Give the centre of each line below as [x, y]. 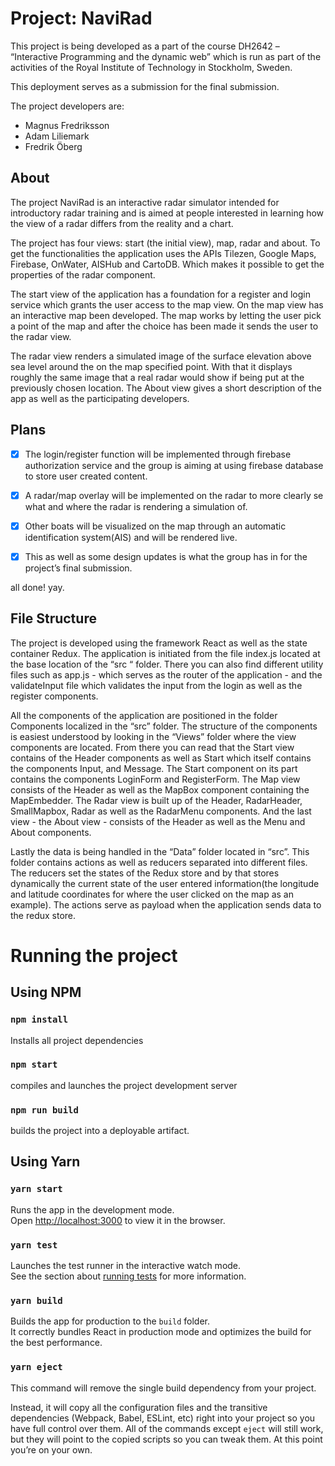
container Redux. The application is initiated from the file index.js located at [165, 653]
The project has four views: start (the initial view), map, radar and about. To [165, 243]
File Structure [53, 618]
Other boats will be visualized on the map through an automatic [155, 526]
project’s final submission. [78, 568]
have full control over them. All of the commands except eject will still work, [167, 1428]
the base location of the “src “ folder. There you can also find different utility [167, 664]
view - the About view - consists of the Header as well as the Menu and [158, 821]
